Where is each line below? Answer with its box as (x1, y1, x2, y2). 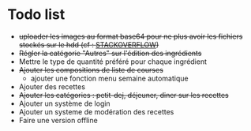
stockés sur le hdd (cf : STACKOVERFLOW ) (18, 39, 159, 49)
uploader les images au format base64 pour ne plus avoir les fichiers (18, 32, 243, 41)
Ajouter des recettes (18, 81, 86, 92)
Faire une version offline (18, 115, 98, 125)
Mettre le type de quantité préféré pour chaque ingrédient (18, 57, 207, 66)
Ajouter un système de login (18, 99, 111, 108)
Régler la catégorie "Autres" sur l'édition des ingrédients (18, 48, 202, 58)
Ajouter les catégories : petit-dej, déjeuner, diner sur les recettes (18, 90, 230, 99)
